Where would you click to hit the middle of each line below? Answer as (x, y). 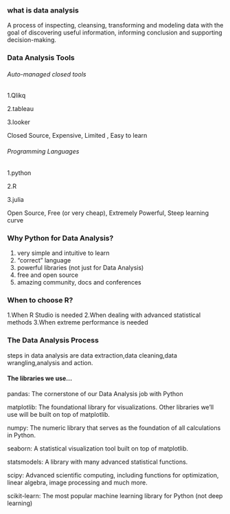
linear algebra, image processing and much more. (77, 482)
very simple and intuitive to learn (63, 253)
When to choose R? (40, 300)
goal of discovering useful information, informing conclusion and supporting (115, 32)
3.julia (15, 199)
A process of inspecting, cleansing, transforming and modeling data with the (115, 25)
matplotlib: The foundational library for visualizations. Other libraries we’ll (111, 407)
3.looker (19, 122)
